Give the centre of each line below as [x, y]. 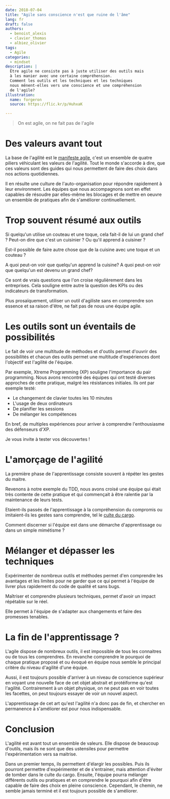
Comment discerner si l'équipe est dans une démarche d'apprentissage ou [83, 525]
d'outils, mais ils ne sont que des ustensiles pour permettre [67, 748]
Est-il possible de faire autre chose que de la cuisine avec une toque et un [83, 250]
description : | [21, 66]
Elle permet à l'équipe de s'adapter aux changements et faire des [74, 611]
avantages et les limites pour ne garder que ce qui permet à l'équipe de [80, 581]
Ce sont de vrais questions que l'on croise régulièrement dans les [74, 280]
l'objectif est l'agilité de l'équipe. [39, 362]
